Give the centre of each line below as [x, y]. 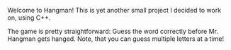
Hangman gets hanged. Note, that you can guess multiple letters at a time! [116, 39]
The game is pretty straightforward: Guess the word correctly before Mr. [113, 31]
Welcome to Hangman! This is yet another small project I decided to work [114, 10]
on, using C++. [29, 18]
